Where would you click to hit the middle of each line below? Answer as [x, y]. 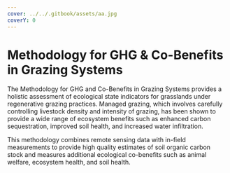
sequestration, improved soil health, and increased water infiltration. [106, 126]
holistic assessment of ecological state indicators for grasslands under [109, 97]
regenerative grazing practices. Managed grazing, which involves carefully [115, 104]
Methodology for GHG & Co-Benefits [115, 55]
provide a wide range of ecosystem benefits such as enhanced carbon [109, 119]
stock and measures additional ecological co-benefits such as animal [107, 155]
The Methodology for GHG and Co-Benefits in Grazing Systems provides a [115, 89]
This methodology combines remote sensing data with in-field [97, 140]
